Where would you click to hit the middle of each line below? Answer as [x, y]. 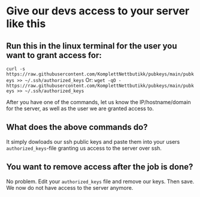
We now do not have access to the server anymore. [70, 187]
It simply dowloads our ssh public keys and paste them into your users [93, 141]
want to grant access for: [54, 55]
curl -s [16, 69]
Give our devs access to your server [98, 11]
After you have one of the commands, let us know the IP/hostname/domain [99, 102]
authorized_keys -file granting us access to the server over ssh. [84, 148]
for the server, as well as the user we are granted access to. [80, 108]
